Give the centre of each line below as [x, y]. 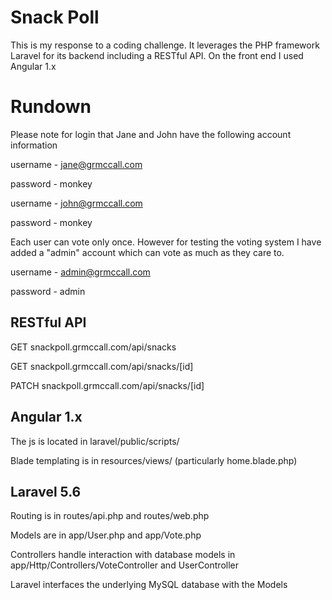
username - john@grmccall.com [76, 203]
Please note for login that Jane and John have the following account [151, 134]
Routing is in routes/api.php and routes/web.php [110, 516]
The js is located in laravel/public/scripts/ [95, 441]
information [34, 145]
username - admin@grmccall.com [80, 272]
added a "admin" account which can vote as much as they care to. [147, 252]
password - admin [48, 291]
